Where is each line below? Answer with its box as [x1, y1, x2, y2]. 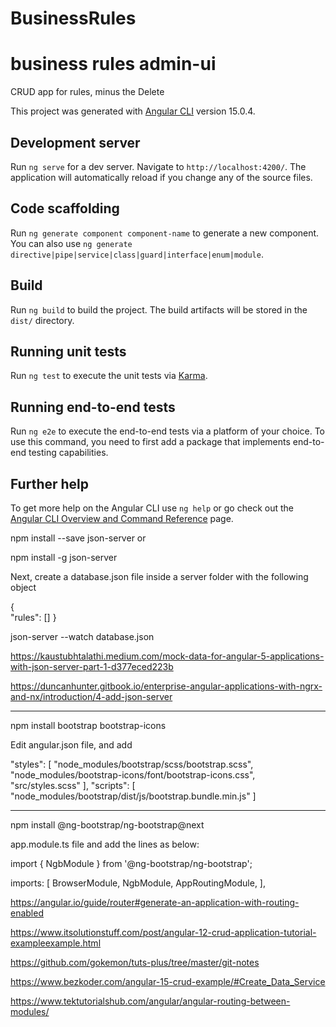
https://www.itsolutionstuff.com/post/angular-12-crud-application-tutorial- [10, 927, 317, 938]
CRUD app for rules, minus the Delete [10, 86, 165, 98]
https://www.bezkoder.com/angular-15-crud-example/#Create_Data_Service [10, 976, 326, 987]
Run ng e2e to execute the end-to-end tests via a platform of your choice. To [10, 425, 326, 437]
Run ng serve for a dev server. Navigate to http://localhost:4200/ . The [10, 160, 307, 172]
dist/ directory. [10, 314, 75, 326]
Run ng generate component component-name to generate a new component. [10, 227, 320, 239]
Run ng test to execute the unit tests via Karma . [10, 370, 208, 382]
